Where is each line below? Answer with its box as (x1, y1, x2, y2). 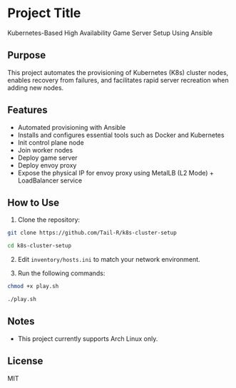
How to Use (7, 196, 60, 208)
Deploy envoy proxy (17, 160, 77, 169)
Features (7, 104, 48, 116)
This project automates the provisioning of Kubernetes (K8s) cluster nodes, (7, 68, 229, 76)
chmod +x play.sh (7, 283, 59, 290)
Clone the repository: (17, 215, 81, 224)
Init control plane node (17, 138, 84, 147)
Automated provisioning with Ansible (17, 123, 126, 131)
